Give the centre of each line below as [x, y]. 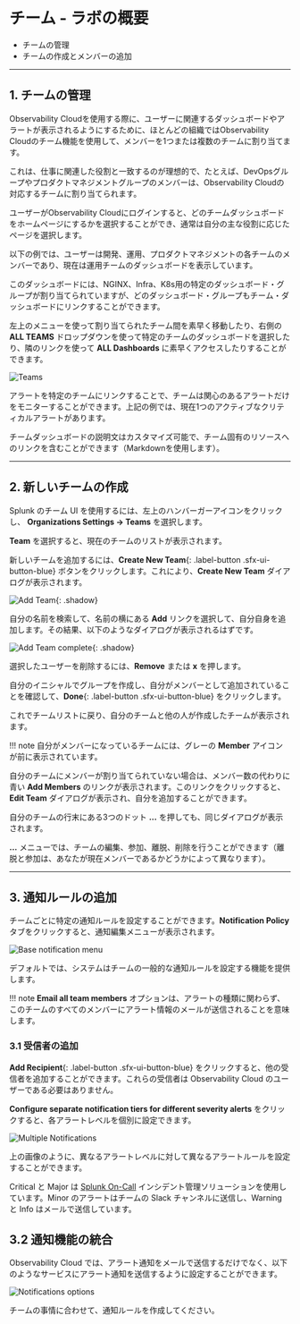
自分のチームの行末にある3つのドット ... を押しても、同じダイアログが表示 [146, 817]
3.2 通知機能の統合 [61, 1240]
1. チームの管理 [50, 95]
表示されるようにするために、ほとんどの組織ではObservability [154, 130]
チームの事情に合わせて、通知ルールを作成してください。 [115, 1311]
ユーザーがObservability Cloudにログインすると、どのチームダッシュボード [147, 212]
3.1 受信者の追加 [44, 1046]
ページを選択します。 [48, 234]
